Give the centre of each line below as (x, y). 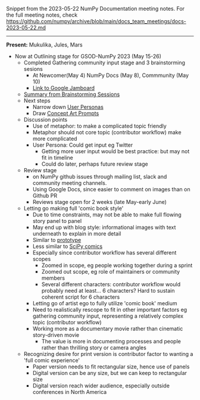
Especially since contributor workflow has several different (104, 252)
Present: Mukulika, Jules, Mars (44, 45)
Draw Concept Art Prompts (66, 113)
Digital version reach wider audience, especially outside (101, 386)
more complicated (55, 139)
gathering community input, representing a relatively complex (108, 316)
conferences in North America (70, 392)
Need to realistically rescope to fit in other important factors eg (110, 310)
